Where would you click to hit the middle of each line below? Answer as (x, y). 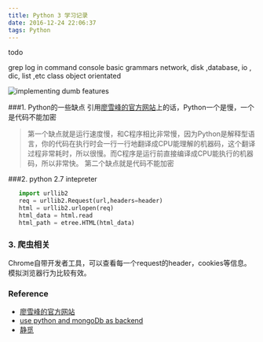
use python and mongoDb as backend (81, 321)
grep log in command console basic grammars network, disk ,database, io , (130, 68)
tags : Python (29, 30)
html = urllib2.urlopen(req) (66, 208)
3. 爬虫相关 (29, 245)
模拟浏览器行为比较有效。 (49, 273)
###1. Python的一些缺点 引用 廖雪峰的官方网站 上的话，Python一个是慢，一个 (131, 108)
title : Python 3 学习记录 (48, 15)
